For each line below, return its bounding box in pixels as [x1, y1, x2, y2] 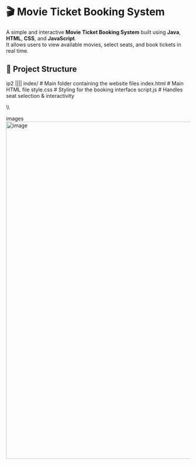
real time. [6, 47, 29, 54]
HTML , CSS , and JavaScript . [6, 35, 77, 42]
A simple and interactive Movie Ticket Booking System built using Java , [6, 28, 181, 36]
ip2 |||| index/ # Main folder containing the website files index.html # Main [6, 80, 184, 87]
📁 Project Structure [6, 64, 77, 74]
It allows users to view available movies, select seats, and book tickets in [6, 41, 181, 48]
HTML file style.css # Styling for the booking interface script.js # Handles [6, 86, 183, 93]
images [6, 115, 24, 122]
